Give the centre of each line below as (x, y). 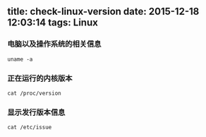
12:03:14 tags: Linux (53, 23)
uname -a (20, 59)
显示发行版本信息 (36, 112)
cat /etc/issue (30, 127)
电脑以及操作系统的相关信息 (54, 44)
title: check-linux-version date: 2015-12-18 (103, 12)
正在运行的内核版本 (40, 78)
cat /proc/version (34, 93)
